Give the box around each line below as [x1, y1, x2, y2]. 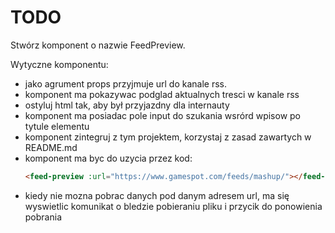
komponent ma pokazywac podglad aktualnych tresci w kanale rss [24, 88, 300, 100]
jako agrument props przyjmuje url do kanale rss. [24, 77, 227, 90]
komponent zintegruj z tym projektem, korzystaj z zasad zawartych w [24, 131, 312, 143]
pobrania [24, 211, 62, 223]
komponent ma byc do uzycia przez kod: [24, 152, 193, 164]
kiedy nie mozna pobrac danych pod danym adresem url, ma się [24, 189, 290, 201]
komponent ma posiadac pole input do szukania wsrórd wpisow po [24, 109, 301, 121]
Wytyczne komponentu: [10, 58, 109, 70]
